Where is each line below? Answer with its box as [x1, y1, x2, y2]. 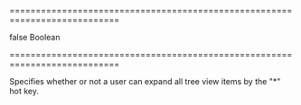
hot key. [9, 86, 39, 96]
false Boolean [9, 32, 61, 42]
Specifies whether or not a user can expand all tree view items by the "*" [9, 76, 281, 86]
